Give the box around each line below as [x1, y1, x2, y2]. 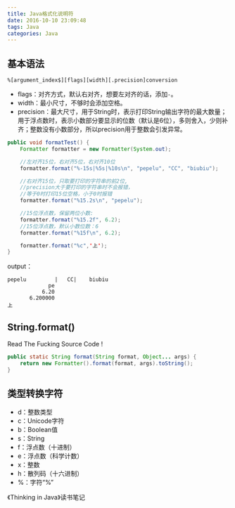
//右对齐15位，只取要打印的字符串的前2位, [20, 177, 128, 185]
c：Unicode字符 [17, 416, 65, 425]
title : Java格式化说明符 [7, 10, 74, 18]
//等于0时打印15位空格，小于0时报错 [20, 190, 113, 197]
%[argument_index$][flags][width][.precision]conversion [7, 77, 178, 84]
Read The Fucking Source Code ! [7, 340, 103, 349]
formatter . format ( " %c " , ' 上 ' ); [20, 242, 108, 249]
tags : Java [7, 23, 39, 30]
